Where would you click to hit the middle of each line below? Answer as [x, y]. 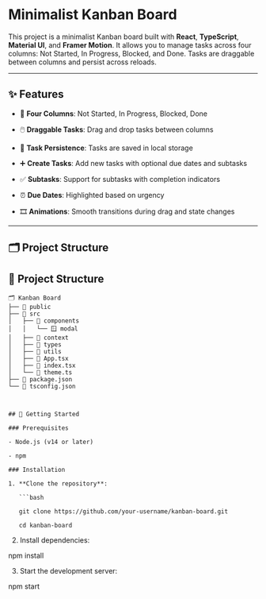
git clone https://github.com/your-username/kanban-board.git [123, 511]
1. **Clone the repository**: [58, 483]
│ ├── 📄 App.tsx [38, 358]
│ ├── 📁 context [38, 338]
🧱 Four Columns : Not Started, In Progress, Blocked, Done [114, 114]
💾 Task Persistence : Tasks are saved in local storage [106, 148]
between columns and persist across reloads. [82, 62]
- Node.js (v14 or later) [51, 442]
